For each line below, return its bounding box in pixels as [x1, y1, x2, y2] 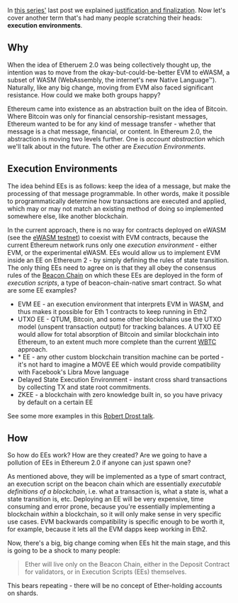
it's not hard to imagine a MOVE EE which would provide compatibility [17, 360, 221, 369]
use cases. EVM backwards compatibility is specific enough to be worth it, [7, 518, 225, 526]
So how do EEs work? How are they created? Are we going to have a [7, 451, 208, 460]
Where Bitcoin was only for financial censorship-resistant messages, [7, 112, 208, 120]
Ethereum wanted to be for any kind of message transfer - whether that [7, 119, 216, 128]
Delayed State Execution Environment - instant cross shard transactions [17, 375, 228, 384]
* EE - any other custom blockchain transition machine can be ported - [17, 352, 225, 361]
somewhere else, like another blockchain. [7, 212, 129, 220]
